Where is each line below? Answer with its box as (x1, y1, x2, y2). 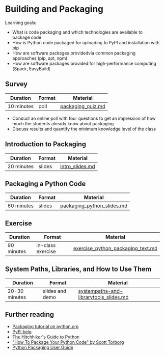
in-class (36, 242, 56, 249)
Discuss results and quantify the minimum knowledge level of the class (12, 126, 156, 132)
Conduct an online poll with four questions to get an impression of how (12, 115, 156, 121)
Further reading (5, 310, 54, 319)
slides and (42, 288, 66, 294)
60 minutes (7, 202, 34, 209)
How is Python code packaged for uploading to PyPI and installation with (12, 39, 160, 45)
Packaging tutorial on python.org (12, 323, 79, 329)
